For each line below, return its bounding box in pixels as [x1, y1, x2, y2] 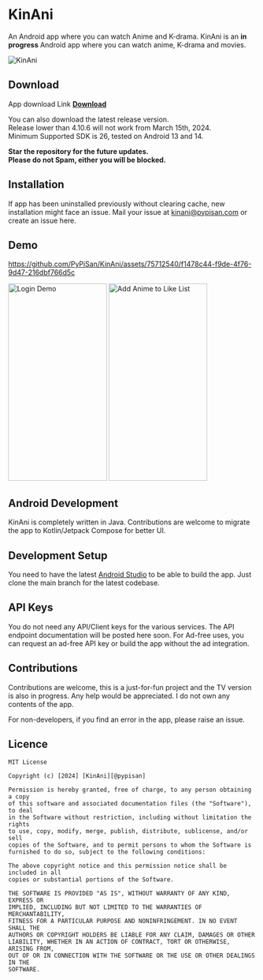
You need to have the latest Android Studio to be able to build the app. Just [8, 570, 252, 579]
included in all [8, 869, 61, 877]
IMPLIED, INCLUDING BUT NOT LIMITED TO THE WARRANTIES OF [8, 903, 202, 911]
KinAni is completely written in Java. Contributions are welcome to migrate [8, 517, 250, 527]
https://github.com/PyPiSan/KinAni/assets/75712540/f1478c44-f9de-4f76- [8, 259, 252, 269]
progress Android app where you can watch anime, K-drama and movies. [8, 39, 246, 49]
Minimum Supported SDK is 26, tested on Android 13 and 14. [8, 131, 204, 141]
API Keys [8, 601, 54, 614]
